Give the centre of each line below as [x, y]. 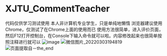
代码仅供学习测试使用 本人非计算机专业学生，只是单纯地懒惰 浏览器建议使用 [84, 23]
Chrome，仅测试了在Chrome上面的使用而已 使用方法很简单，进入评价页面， [84, 29]
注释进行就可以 [25, 42]
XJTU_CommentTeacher [58, 9]
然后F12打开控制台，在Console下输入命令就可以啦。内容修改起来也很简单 [81, 35]
